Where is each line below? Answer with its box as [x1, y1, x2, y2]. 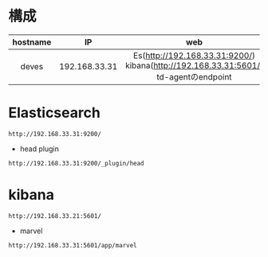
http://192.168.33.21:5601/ [8, 212, 102, 220]
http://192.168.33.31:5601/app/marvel [8, 241, 137, 249]
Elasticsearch [8, 104, 101, 122]
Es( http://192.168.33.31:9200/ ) [132, 49, 255, 60]
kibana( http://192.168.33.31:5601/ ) [124, 60, 263, 71]
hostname [12, 37, 52, 48]
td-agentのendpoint [156, 71, 233, 82]
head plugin [19, 144, 60, 154]
